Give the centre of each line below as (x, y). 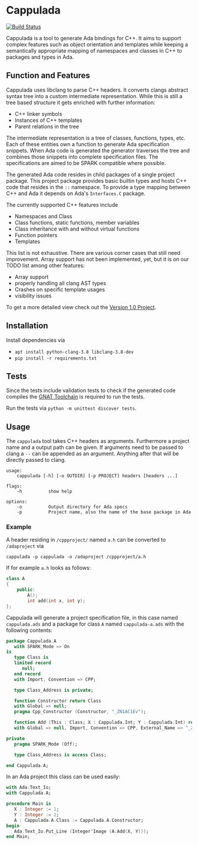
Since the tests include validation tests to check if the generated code (91, 390)
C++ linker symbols (38, 114)
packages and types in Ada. (40, 57)
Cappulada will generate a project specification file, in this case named (92, 617)
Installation (27, 326)
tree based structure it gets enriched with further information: (81, 102)
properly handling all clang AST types (60, 283)
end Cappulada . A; (27, 765)
